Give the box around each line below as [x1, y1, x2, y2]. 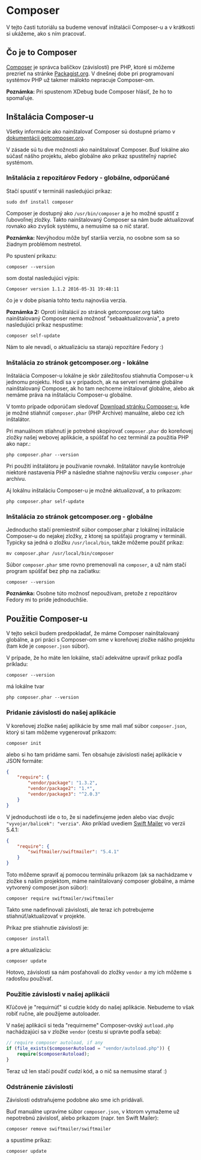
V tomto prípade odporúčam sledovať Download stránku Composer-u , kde [6, 403, 190, 410]
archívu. [6, 475, 26, 483]
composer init [6, 740, 42, 746]
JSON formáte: [6, 757, 43, 764]
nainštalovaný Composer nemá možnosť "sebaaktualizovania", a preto [6, 315, 180, 322]
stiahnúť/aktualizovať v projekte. [6, 912, 86, 920]
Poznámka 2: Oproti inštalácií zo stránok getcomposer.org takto [6, 308, 165, 315]
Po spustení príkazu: [6, 252, 57, 259]
